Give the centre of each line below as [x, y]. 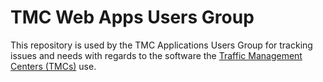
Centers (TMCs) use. [53, 66]
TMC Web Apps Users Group [132, 17]
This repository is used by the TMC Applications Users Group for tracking [161, 45]
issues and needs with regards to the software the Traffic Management [156, 55]
